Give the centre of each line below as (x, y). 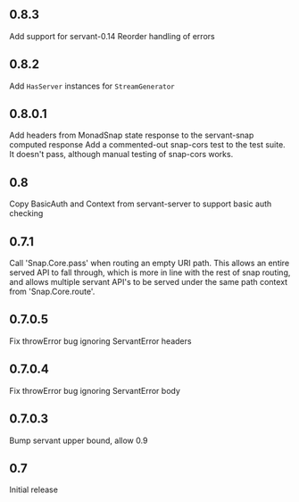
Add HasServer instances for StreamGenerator (92, 86)
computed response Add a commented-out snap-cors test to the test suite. (147, 145)
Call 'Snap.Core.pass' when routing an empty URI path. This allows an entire (149, 264)
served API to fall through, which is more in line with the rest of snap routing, (150, 272)
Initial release (33, 489)
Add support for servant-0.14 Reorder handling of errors (112, 36)
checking (26, 213)
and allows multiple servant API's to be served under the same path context (149, 282)
